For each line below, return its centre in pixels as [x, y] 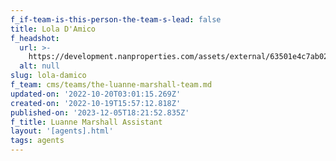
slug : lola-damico [48, 76]
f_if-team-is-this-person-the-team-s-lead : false [116, 19]
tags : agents [37, 141]
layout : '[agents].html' [62, 131]
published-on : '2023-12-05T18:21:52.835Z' [100, 112]
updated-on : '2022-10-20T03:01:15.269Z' [96, 94]
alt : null [39, 66]
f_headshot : [35, 38]
